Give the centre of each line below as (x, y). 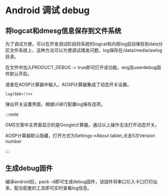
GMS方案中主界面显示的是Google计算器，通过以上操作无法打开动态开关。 (82, 125)
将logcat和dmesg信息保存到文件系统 (63, 31)
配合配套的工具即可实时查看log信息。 (53, 188)
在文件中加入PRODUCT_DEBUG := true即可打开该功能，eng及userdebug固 (83, 67)
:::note (12, 114)
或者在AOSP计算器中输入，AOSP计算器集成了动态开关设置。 (69, 85)
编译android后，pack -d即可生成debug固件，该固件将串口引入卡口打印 (79, 181)
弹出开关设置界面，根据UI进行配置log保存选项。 (55, 104)
